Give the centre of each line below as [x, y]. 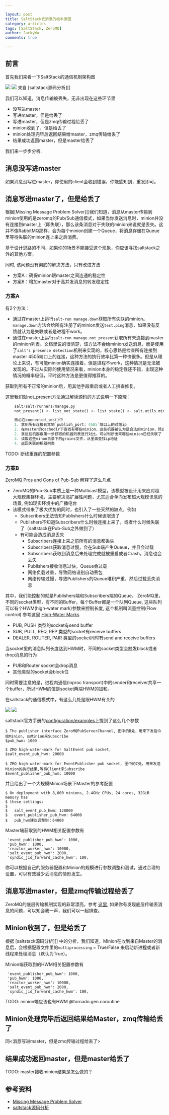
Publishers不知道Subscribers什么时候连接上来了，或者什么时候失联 [90, 522]
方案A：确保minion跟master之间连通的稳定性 [59, 275]
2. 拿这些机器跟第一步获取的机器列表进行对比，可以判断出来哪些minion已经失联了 [88, 434]
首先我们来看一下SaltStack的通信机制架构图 [50, 77]
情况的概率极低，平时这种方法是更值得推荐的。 [61, 375]
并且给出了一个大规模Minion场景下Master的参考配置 [59, 784]
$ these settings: [24, 802]
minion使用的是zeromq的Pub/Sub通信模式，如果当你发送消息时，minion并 [82, 218]
